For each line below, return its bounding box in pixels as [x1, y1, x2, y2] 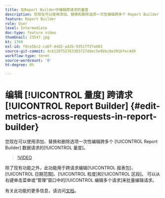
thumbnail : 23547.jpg [5, 35, 50, 40]
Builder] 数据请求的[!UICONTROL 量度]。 [5, 145, 88, 151]
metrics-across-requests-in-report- [5, 111, 157, 122]
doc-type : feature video [5, 30, 56, 35]
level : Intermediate [5, 26, 48, 31]
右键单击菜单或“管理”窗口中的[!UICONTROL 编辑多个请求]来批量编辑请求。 [5, 177, 157, 183]
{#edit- [130, 100, 161, 112]
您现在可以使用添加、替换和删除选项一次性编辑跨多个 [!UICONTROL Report [5, 139, 158, 145]
